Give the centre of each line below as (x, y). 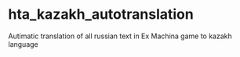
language (23, 44)
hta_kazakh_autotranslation (101, 14)
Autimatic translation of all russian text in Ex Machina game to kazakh (120, 36)
